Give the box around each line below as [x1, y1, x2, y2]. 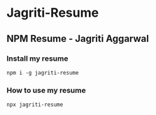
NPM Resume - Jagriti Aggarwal [6, 33, 150, 45]
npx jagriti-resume [6, 101, 64, 109]
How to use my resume [6, 85, 86, 95]
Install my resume [6, 54, 69, 63]
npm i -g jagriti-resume [6, 69, 79, 76]
